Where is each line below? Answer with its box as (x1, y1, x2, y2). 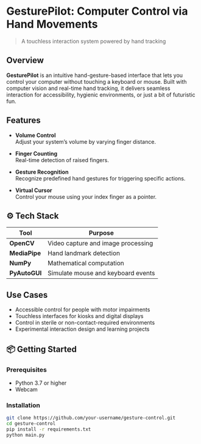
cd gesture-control (6, 421, 56, 427)
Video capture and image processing (48, 239, 153, 248)
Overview (6, 55, 44, 65)
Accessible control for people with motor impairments (15, 306, 150, 313)
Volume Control (15, 131, 56, 139)
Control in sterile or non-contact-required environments (15, 319, 155, 327)
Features (6, 115, 41, 126)
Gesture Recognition (15, 168, 69, 176)
